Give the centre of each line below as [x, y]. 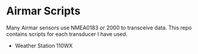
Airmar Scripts [43, 11]
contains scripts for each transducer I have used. [67, 34]
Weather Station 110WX [44, 46]
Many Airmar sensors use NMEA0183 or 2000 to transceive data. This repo [99, 28]
